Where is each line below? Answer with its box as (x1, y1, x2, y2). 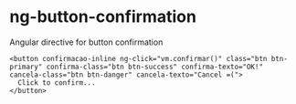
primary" (9, 62, 43, 71)
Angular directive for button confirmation (9, 36, 164, 47)
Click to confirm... (17, 78, 96, 88)
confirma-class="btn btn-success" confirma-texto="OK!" (46, 62, 263, 71)
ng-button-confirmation (9, 6, 196, 27)
